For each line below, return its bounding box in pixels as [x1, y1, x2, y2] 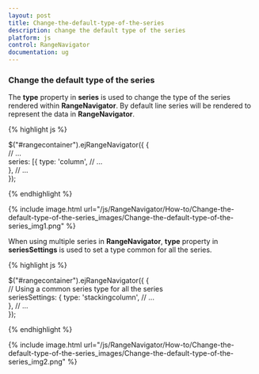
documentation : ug [8, 48, 69, 56]
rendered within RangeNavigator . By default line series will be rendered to [8, 101, 252, 111]
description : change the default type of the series [8, 26, 186, 34]
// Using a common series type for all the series [8, 284, 164, 294]
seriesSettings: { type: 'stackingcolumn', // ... [8, 292, 154, 302]
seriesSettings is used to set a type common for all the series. [8, 245, 212, 254]
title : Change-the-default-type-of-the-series [8, 19, 165, 27]
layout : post [8, 11, 51, 20]
